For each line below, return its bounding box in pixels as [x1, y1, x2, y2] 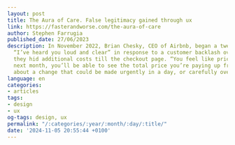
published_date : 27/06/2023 [7, 36, 90, 43]
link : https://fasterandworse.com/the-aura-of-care [7, 23, 161, 30]
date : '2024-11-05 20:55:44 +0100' [7, 127, 111, 134]
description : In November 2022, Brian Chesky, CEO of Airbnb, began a [7, 43, 218, 49]
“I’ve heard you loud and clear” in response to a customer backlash [13, 49, 220, 56]
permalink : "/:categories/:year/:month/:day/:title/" [7, 120, 168, 128]
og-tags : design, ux [7, 114, 68, 121]
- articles [7, 88, 39, 95]
